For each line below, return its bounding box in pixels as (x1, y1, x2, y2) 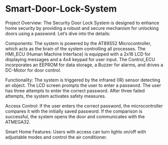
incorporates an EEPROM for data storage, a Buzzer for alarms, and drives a (5, 62, 163, 68)
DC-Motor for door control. (5, 67, 62, 73)
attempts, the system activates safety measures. (5, 93, 106, 99)
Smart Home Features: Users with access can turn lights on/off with (5, 128, 146, 134)
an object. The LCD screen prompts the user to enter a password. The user (5, 82, 161, 88)
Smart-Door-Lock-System (5, 3, 117, 15)
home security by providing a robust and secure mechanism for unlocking (5, 25, 159, 31)
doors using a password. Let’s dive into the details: (5, 30, 111, 36)
